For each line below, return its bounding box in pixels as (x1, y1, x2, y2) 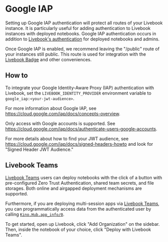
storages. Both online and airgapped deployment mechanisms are (5, 185, 142, 191)
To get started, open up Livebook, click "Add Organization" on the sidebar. (5, 221, 160, 227)
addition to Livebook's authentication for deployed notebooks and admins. (5, 36, 160, 42)
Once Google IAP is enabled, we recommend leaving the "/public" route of (5, 46, 160, 52)
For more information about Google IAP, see (5, 105, 97, 111)
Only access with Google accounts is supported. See (5, 120, 116, 127)
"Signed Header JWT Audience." (5, 146, 74, 152)
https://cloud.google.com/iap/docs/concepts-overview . (5, 110, 121, 116)
